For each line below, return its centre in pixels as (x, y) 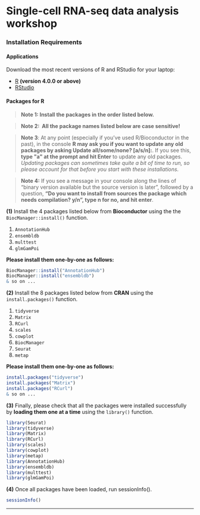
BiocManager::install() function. (47, 217)
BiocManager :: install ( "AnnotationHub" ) (56, 270)
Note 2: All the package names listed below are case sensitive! (100, 126)
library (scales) (26, 445)
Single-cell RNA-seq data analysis (93, 11)
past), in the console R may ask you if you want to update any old (102, 143)
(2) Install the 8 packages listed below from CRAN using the (80, 293)
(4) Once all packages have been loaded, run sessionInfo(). (79, 489)
